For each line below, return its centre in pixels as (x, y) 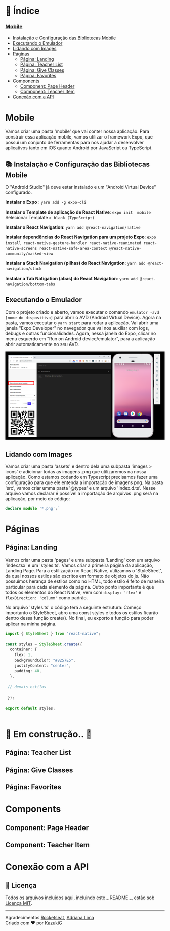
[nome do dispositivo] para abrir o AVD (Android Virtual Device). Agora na (83, 318)
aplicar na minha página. (31, 624)
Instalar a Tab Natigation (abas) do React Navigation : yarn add (72, 279)
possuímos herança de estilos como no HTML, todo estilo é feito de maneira (85, 581)
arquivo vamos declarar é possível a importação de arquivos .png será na (82, 493)
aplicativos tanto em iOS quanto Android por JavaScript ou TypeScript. (79, 148)
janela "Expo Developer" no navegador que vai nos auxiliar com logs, (77, 328)
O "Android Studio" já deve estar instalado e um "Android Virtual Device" (81, 187)
